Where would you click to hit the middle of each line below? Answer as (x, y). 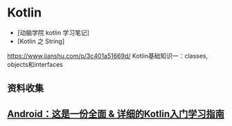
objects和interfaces (35, 64)
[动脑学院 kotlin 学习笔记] (53, 32)
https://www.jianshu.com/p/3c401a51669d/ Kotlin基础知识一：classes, (108, 56)
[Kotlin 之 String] (41, 41)
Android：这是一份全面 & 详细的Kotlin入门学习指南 (116, 114)
